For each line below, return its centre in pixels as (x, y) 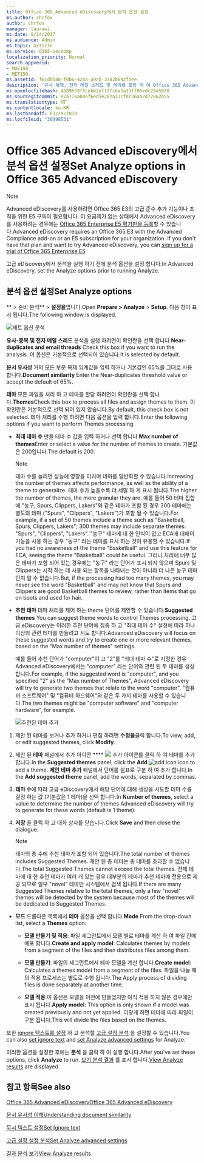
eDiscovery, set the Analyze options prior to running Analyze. (83, 271)
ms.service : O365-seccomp (39, 52)
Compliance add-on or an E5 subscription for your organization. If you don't (101, 239)
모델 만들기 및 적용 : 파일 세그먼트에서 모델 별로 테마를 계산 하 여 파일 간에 (110, 936)
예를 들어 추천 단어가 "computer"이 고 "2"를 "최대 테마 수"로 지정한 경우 (101, 659)
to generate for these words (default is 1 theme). (75, 810)
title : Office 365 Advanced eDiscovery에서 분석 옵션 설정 (77, 12)
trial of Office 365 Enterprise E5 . (46, 251)
